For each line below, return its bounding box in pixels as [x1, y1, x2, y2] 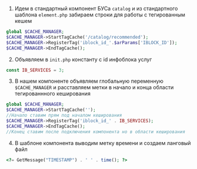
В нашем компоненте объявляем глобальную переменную [14, 77, 163, 84]
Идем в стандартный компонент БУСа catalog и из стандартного [14, 5, 178, 12]
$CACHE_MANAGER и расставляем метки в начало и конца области [14, 84, 174, 91]
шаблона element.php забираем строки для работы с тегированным [14, 11, 185, 18]
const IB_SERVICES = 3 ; [6, 67, 65, 73]
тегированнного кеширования [14, 90, 91, 97]
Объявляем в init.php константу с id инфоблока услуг [14, 56, 152, 63]
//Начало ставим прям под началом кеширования [6, 113, 122, 119]
